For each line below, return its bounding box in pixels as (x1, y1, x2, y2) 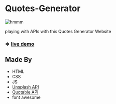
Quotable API (12, 89, 39, 95)
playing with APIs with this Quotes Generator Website (5, 28, 111, 34)
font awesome (12, 94, 41, 100)
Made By (5, 55, 32, 64)
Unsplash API (12, 84, 39, 90)
